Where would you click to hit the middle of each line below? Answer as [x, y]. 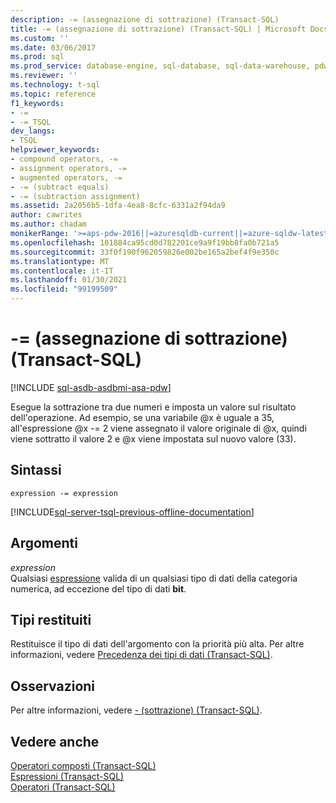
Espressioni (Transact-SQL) [67, 776]
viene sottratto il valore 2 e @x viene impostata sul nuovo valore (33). [153, 438]
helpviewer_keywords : [55, 150]
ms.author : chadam [48, 224]
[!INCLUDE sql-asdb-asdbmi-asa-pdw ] [91, 387]
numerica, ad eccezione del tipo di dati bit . [98, 588]
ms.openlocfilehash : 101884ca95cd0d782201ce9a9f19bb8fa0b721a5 [145, 242]
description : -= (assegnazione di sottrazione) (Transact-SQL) [145, 19]
